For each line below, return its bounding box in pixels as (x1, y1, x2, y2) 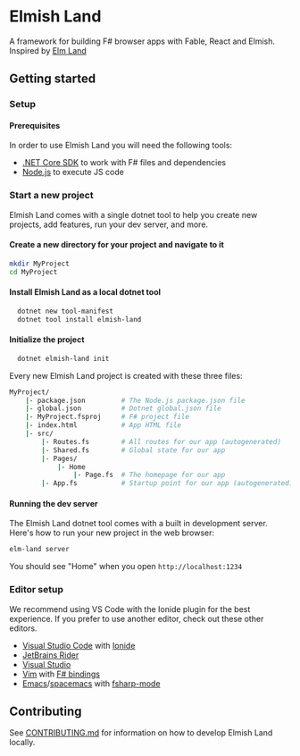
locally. (9, 737, 36, 748)
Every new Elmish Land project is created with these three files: (9, 370, 243, 381)
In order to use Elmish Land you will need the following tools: (9, 140, 233, 151)
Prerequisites (9, 120, 61, 130)
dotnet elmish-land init (17, 354, 110, 363)
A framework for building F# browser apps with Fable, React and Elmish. (9, 36, 275, 46)
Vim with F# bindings (21, 668, 101, 679)
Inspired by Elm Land (9, 45, 87, 55)
